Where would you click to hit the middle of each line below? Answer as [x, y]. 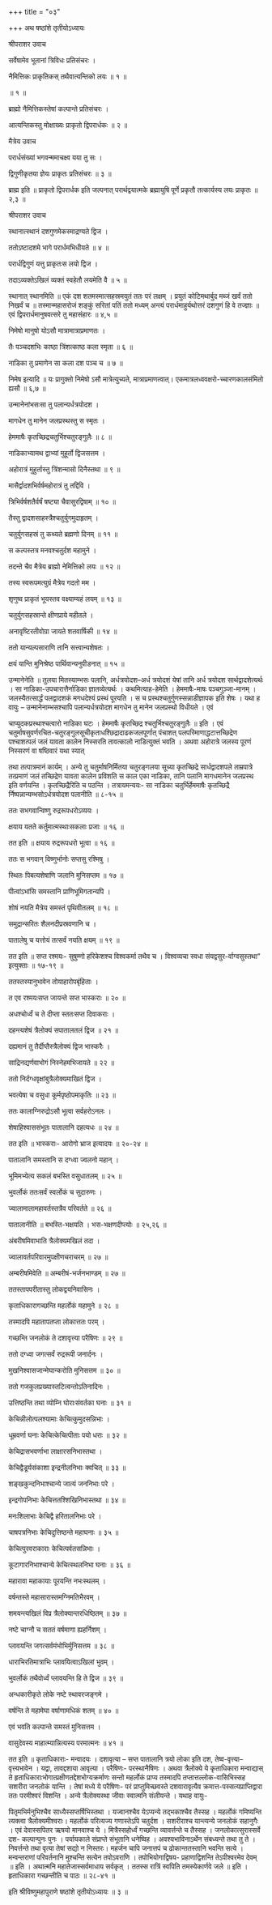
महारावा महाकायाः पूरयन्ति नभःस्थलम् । [57, 1581]
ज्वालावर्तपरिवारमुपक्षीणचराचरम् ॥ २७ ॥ [58, 1257]
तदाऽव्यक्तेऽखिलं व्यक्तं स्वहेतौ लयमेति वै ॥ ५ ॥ [68, 280]
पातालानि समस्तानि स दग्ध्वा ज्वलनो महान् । [64, 1160]
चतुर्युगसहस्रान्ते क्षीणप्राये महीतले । [51, 615]
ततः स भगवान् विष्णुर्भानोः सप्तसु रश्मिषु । [59, 859]
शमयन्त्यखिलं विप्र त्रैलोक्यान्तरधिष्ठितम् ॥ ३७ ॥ [68, 1613]
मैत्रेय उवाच [22, 141]
